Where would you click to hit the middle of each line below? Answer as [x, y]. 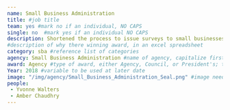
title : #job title [33, 20]
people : [18, 83]
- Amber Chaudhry [35, 96]
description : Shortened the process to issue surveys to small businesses [116, 39]
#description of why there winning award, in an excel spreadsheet [105, 45]
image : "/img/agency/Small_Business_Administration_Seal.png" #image [108, 77]
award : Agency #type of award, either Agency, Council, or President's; [113, 64]
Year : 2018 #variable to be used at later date [76, 70]
